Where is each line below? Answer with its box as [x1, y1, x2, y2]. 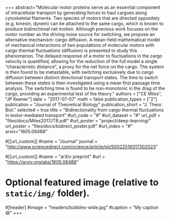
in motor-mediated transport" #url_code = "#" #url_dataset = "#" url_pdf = [5, 112, 161, 118]
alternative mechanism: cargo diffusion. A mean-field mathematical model [5, 37, 160, 43]
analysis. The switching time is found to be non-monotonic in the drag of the [5, 85, 165, 91]
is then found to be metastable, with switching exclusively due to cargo [5, 69, 154, 75]
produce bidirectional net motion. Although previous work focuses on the [5, 26, 158, 32]
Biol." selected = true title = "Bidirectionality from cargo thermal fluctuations [5, 107, 164, 113]
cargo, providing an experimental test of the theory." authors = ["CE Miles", [5, 91, 162, 97]
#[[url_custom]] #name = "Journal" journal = [5, 138, 98, 144]
